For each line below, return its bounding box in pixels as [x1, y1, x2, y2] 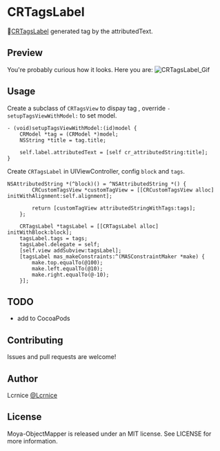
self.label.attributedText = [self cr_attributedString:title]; [19, 149, 208, 156]
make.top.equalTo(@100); [32, 259, 103, 266]
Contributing [7, 334, 63, 346]
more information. [7, 436, 58, 445]
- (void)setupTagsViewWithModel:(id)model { [7, 125, 137, 131]
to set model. [79, 111, 117, 120]
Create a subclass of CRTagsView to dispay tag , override [7, 104, 166, 112]
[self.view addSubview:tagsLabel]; [19, 247, 122, 254]
